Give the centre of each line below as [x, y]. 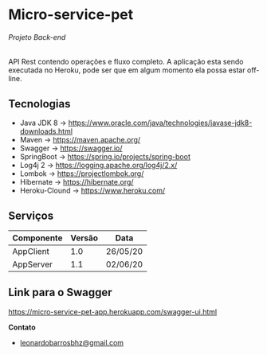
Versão [84, 238]
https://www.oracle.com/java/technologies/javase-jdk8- [160, 123]
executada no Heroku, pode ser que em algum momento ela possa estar [127, 70]
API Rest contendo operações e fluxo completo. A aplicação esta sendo [126, 62]
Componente [37, 238]
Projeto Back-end [37, 37]
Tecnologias [39, 104]
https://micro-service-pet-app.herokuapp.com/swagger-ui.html [113, 311]
